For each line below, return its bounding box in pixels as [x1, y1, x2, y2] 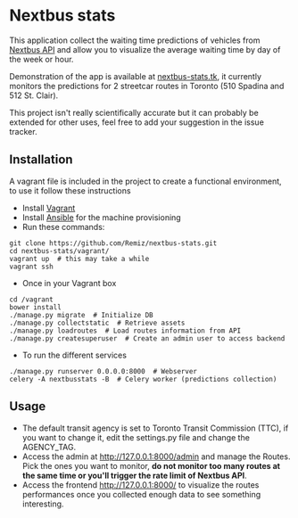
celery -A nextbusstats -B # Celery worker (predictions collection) [9, 374, 277, 383]
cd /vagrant [9, 295, 54, 304]
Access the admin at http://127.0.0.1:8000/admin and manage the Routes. [21, 451, 291, 462]
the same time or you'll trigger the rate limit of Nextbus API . [21, 470, 247, 481]
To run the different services [21, 349, 128, 360]
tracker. [9, 126, 37, 136]
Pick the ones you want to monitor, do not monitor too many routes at [21, 460, 281, 471]
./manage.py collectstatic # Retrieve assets [9, 318, 186, 327]
